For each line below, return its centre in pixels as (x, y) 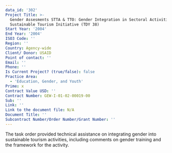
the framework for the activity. (37, 145)
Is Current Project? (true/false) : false (50, 72)
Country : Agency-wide (28, 48)
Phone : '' (16, 67)
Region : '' (17, 43)
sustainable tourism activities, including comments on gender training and (83, 139)
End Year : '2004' (24, 34)
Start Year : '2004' (26, 29)
